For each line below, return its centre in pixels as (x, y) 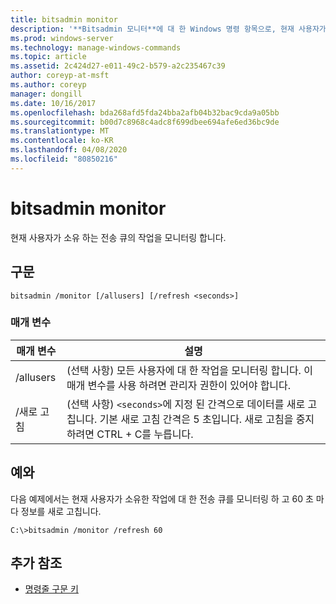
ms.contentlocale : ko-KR (62, 141)
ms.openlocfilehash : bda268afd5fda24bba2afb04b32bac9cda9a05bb (145, 112)
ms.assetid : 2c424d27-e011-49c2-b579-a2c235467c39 (118, 66)
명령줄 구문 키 (51, 589)
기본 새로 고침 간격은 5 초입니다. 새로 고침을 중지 (207, 419)
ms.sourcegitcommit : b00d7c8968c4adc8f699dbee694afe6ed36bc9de (145, 122)
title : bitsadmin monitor (64, 19)
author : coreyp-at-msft (60, 76)
